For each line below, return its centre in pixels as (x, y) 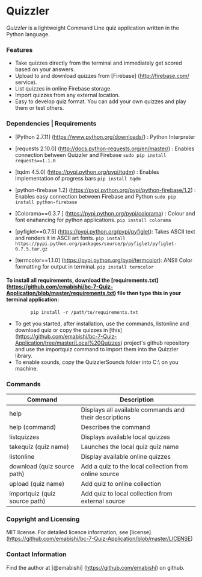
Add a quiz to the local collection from (134, 467)
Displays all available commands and (133, 410)
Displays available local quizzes (125, 437)
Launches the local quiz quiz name (130, 447)
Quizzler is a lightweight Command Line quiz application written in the (93, 28)
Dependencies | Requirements (51, 124)
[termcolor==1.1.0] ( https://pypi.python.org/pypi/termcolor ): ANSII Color (104, 260)
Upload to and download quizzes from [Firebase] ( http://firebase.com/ (102, 76)
